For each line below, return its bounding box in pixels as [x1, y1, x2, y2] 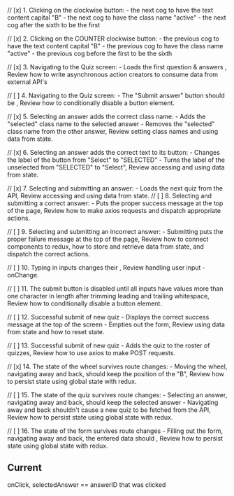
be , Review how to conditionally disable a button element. [7, 99, 175, 107]
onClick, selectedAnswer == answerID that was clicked [7, 480, 166, 489]
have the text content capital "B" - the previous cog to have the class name [7, 42, 224, 50]
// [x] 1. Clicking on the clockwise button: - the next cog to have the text [7, 6, 214, 14]
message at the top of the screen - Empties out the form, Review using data [7, 320, 226, 329]
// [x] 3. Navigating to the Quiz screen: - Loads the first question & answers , [7, 63, 227, 71]
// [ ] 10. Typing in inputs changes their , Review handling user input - [7, 263, 206, 272]
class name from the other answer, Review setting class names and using [7, 128, 219, 135]
